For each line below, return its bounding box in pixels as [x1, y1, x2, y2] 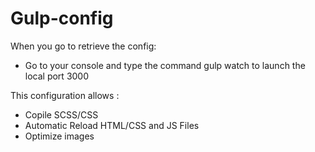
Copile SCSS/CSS [24, 108, 99, 121]
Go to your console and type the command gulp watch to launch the [24, 59, 306, 71]
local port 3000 [24, 70, 90, 82]
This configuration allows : [10, 89, 120, 101]
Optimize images [24, 130, 95, 142]
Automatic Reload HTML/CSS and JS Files [24, 119, 200, 131]
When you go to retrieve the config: [10, 40, 157, 52]
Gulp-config [10, 7, 114, 30]
